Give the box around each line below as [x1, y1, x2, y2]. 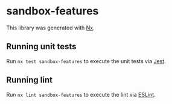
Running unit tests [6, 41, 77, 52]
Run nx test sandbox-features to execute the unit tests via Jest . [6, 57, 166, 64]
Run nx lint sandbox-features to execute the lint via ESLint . [6, 91, 156, 98]
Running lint [6, 75, 53, 85]
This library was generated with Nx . [6, 24, 95, 31]
